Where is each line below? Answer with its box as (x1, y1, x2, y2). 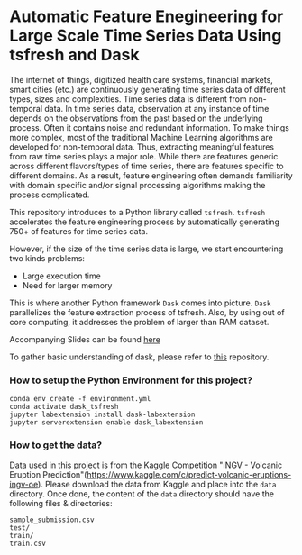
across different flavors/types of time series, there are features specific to (9, 160, 284, 171)
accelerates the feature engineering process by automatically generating (9, 216, 279, 227)
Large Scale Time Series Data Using (9, 25, 282, 46)
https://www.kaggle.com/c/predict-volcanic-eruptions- (87, 469, 292, 479)
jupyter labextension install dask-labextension (9, 410, 196, 420)
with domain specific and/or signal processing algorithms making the (9, 179, 266, 190)
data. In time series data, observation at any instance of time (44, 103, 270, 114)
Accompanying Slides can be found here (9, 333, 160, 344)
